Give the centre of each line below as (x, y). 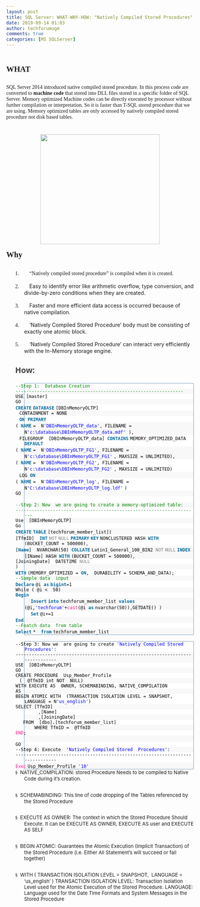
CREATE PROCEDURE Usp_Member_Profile (64, 676)
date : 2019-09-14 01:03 (36, 23)
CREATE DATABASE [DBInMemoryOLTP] (57, 408)
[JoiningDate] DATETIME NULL (53, 562)
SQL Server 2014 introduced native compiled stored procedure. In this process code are (97, 87)
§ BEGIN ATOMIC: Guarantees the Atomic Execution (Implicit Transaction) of (102, 846)
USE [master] (32, 397)
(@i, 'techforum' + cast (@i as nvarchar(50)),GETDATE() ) (93, 608)
